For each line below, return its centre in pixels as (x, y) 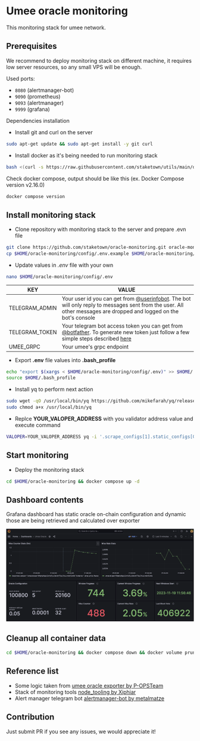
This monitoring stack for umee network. (56, 27)
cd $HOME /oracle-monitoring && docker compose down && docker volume (94, 653)
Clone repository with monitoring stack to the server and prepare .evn (100, 229)
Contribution (30, 717)
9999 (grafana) (32, 109)
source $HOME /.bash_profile (41, 378)
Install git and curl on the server (54, 132)
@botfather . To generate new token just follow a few (126, 332)
